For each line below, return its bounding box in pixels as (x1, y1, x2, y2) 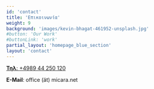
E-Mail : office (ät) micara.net (6, 76, 78, 83)
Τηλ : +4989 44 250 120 (6, 64, 66, 72)
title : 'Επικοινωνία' (6, 14, 61, 20)
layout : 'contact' (6, 48, 52, 54)
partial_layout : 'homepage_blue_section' (6, 43, 112, 49)
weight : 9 (6, 20, 31, 26)
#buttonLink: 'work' (6, 37, 58, 43)
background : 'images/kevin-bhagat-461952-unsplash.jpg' (6, 25, 149, 32)
